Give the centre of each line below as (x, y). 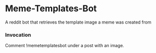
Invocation (18, 35)
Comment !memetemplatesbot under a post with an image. (65, 46)
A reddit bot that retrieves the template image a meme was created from (78, 22)
